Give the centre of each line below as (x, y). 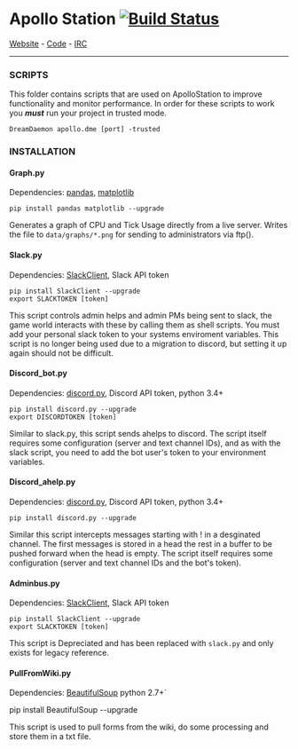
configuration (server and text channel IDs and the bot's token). (125, 563)
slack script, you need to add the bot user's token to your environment (137, 452)
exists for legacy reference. (59, 653)
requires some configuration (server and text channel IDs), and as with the (145, 443)
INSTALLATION (43, 152)
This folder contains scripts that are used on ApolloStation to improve (136, 94)
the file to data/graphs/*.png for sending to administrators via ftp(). (132, 234)
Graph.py (27, 172)
